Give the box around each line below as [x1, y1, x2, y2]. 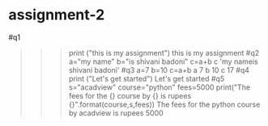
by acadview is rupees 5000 [68, 107, 164, 118]
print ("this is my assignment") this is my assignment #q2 [68, 48, 260, 57]
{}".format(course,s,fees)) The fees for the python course [68, 99, 261, 109]
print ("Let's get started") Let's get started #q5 [68, 73, 225, 83]
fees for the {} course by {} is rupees [68, 90, 192, 100]
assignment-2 [8, 6, 105, 24]
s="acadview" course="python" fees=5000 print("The [68, 82, 251, 92]
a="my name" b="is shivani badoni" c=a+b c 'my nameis [68, 57, 258, 66]
